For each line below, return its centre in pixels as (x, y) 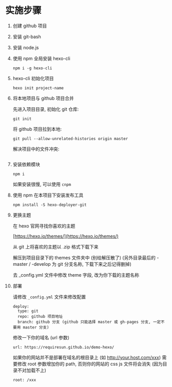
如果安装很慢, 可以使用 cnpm (42, 184)
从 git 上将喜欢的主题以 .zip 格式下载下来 (55, 246)
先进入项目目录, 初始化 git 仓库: (46, 109)
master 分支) (36, 327)
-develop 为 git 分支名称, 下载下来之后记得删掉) (82, 264)
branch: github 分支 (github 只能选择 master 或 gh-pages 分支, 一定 (89, 322)
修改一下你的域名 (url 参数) (41, 337)
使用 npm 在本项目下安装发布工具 (48, 195)
